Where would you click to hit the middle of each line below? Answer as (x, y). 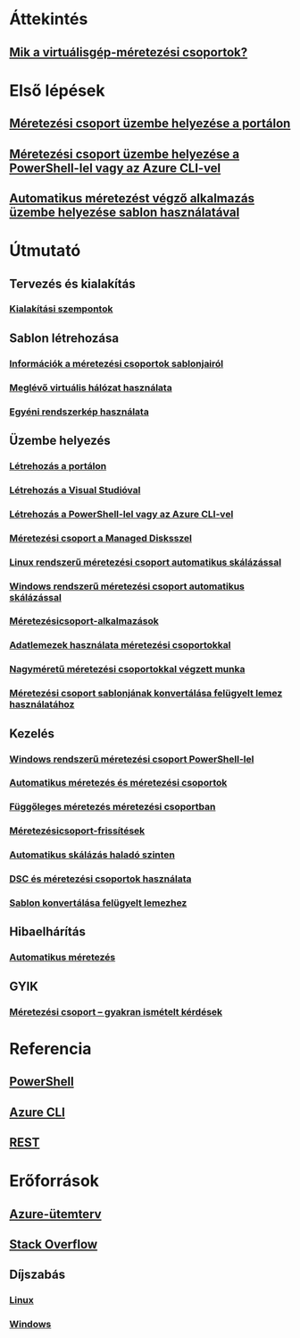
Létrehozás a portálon (58, 465)
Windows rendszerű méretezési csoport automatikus (127, 586)
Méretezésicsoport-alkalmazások (84, 621)
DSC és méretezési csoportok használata (100, 879)
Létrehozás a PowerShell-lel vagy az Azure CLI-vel (121, 514)
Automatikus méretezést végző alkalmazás (132, 198)
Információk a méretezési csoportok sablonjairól (117, 363)
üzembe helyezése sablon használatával (125, 212)
